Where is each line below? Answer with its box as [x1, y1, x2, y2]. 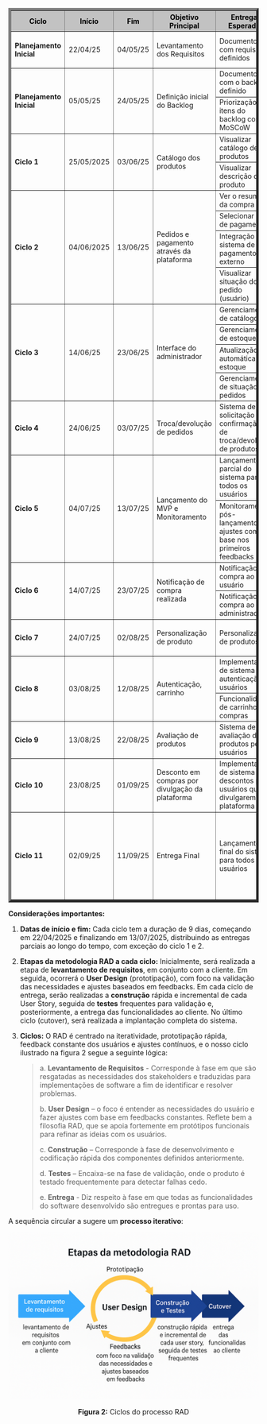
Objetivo [169, 12, 199, 21]
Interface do [156, 343, 197, 353]
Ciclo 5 [14, 503, 39, 513]
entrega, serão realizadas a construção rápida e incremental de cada [19, 990, 248, 1000]
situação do [219, 277, 258, 286]
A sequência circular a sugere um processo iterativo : [8, 1217, 184, 1225]
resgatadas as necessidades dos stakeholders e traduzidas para [39, 1072, 251, 1081]
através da [156, 246, 192, 256]
